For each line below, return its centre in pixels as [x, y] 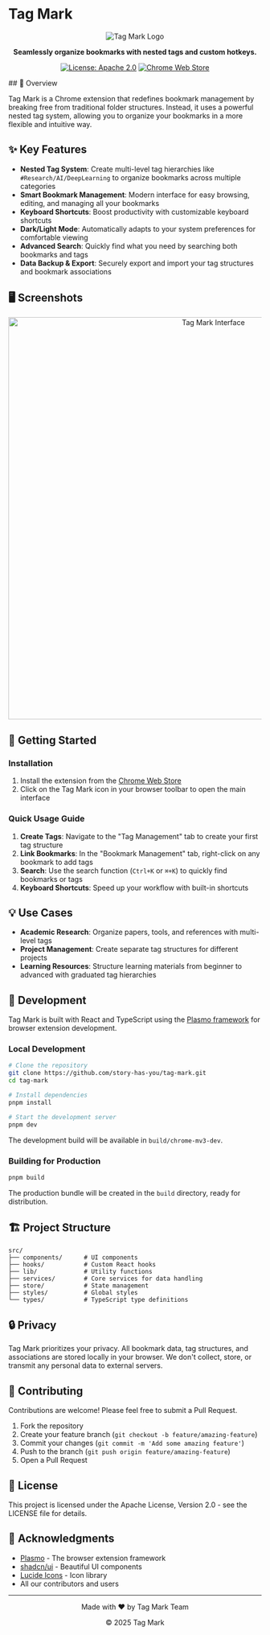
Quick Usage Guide [47, 819]
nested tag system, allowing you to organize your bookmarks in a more [126, 115]
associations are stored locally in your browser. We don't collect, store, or [130, 1357]
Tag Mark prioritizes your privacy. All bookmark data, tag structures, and [129, 1349]
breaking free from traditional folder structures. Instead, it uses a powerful [131, 107]
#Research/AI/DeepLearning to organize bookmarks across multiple [130, 177]
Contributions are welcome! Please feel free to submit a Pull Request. [123, 1411]
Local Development [47, 1049]
